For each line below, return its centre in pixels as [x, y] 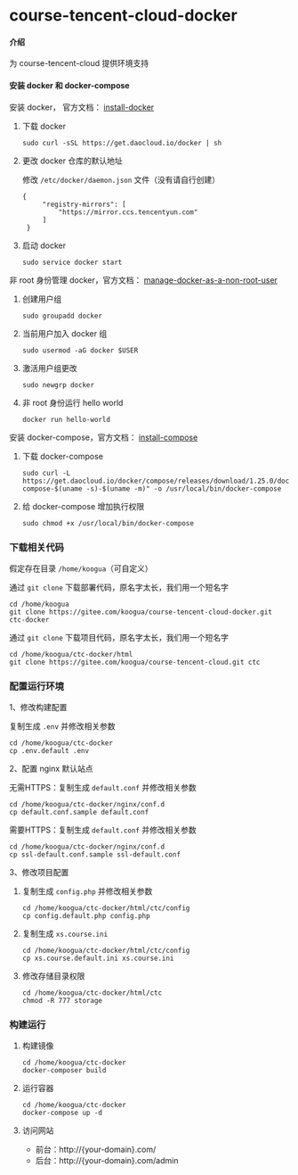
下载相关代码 [37, 547]
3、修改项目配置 [39, 873]
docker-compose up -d [62, 1113]
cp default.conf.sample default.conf [79, 813]
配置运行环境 [37, 686]
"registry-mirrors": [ [84, 204]
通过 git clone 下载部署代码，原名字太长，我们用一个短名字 [119, 587]
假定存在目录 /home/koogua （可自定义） [81, 568]
